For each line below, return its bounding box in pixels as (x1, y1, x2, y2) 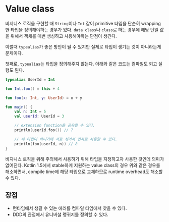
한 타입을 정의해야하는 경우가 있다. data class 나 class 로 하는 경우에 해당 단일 (5, 26, 159, 33)
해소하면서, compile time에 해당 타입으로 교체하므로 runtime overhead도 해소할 (5, 169, 163, 175)
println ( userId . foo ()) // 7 (14, 128, 73, 133)
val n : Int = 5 (14, 109, 46, 114)
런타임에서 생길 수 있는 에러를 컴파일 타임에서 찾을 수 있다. (12, 205, 127, 211)
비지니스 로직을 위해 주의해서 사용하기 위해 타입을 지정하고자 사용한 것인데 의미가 (5, 156, 164, 162)
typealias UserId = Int (5, 77, 55, 82)
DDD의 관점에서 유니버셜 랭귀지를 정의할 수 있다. (12, 211, 108, 217)
